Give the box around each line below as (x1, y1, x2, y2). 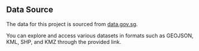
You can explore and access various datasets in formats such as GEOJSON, (6, 32, 194, 39)
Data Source (6, 5, 53, 15)
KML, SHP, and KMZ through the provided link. (6, 38, 122, 45)
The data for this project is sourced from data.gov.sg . (6, 20, 138, 27)
